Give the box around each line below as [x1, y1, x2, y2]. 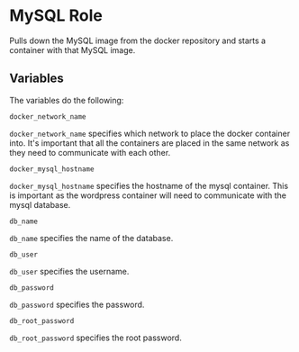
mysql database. [9, 199, 71, 210]
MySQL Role [9, 5, 104, 26]
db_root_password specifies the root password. [9, 332, 182, 343]
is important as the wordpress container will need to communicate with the [9, 190, 286, 201]
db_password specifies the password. [9, 299, 145, 310]
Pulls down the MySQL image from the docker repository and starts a [9, 35, 267, 46]
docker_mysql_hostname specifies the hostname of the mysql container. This [9, 180, 289, 191]
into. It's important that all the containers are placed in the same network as [9, 137, 290, 149]
